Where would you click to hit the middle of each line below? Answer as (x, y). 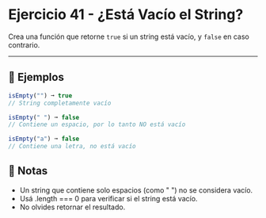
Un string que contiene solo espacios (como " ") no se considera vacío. (136, 190)
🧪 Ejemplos (36, 77)
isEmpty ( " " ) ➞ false (44, 117)
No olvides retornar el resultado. (72, 207)
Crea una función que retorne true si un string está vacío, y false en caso (129, 36)
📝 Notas (28, 171)
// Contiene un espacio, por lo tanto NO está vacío (97, 124)
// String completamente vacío (60, 103)
